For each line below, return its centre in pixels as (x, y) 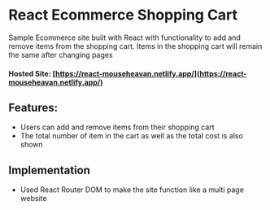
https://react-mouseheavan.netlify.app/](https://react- (151, 73)
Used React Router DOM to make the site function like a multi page (132, 190)
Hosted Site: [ (32, 73)
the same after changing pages (61, 55)
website (33, 199)
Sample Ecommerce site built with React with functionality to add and (125, 37)
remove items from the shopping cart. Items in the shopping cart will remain (135, 46)
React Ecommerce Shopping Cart (123, 15)
